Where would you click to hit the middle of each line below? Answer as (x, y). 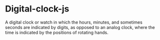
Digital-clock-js (37, 9)
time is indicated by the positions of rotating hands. (57, 32)
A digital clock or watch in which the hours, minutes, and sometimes (74, 22)
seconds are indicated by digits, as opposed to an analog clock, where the (80, 27)
